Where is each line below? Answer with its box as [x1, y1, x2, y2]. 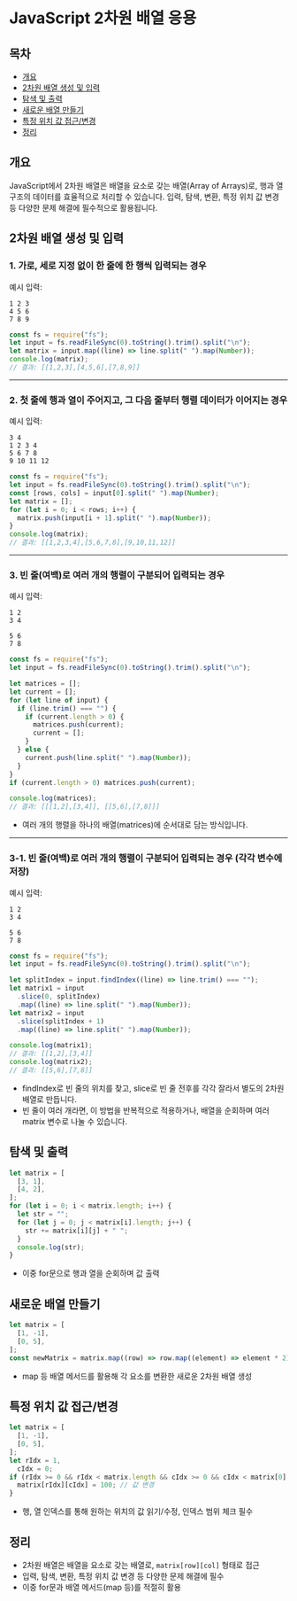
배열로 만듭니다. [21, 1093, 77, 1104]
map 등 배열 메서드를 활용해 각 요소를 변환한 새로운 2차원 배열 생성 [21, 1371, 253, 1381]
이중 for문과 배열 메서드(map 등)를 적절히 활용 [21, 1582, 181, 1593]
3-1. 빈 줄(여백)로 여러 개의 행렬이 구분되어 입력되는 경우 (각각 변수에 [9, 852, 283, 865]
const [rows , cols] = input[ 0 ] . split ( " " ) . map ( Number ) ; [9, 488, 219, 497]
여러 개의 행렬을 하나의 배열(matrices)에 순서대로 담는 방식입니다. [21, 820, 248, 830]
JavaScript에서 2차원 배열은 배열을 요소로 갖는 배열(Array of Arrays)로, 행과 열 [9, 180, 284, 190]
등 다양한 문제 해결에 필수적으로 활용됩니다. [9, 202, 158, 213]
